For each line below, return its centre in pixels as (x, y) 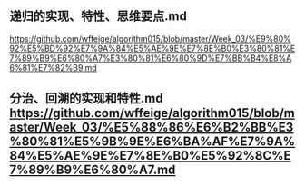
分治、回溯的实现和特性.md (86, 98)
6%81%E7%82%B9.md (53, 67)
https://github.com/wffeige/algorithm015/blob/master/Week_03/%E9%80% (151, 38)
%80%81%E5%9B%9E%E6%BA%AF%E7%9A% (152, 142)
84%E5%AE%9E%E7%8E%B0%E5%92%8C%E (150, 156)
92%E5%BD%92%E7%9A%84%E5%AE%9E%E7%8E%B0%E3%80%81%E (152, 48)
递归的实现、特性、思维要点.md (98, 16)
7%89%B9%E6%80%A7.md (93, 170)
